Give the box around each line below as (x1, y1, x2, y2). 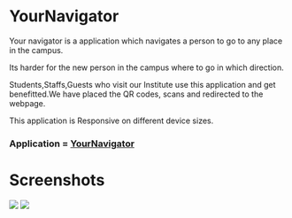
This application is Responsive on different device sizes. (9, 115, 214, 126)
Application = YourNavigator (9, 137, 135, 150)
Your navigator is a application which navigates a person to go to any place (9, 35, 283, 46)
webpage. (9, 97, 46, 108)
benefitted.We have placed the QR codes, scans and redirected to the (9, 89, 264, 99)
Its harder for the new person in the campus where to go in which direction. (9, 62, 285, 73)
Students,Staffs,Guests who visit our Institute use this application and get (9, 79, 276, 90)
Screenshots (9, 170, 105, 191)
